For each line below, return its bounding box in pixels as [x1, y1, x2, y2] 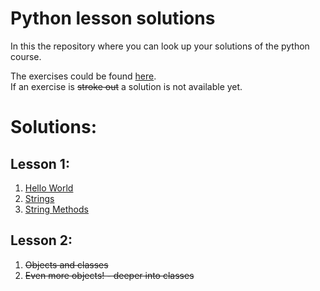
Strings [24, 192, 55, 204]
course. [10, 50, 42, 62]
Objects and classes [24, 258, 109, 271]
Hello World [24, 182, 74, 194]
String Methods [24, 203, 89, 215]
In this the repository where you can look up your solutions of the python [10, 40, 310, 52]
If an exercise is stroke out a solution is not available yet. [10, 80, 243, 92]
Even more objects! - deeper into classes [24, 269, 195, 281]
